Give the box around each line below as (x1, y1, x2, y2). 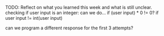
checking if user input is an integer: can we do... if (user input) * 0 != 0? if (5, 10, 159, 16)
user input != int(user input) (5, 15, 62, 21)
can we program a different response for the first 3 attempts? (5, 25, 134, 31)
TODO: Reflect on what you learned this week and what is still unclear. (5, 5, 152, 10)
